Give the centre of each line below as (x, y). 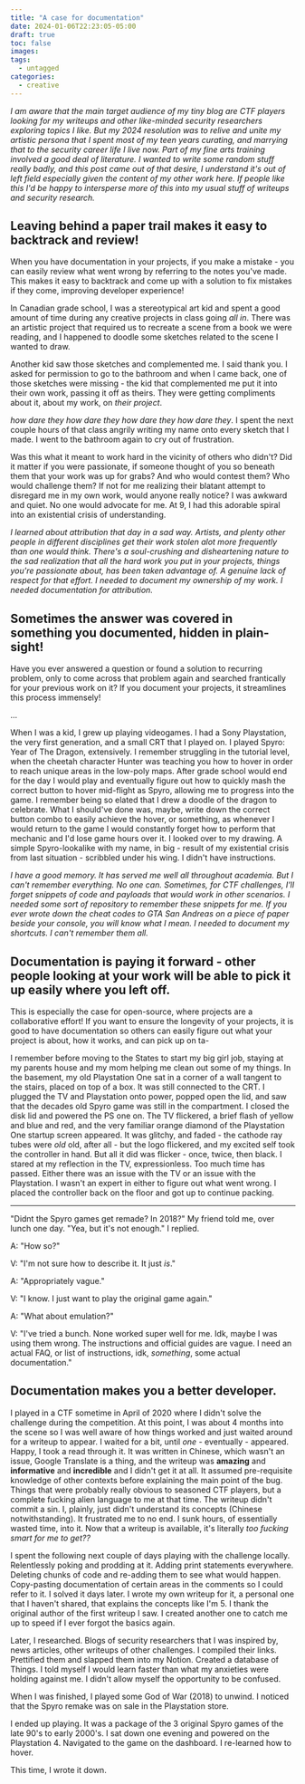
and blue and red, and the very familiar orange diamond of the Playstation (148, 1126)
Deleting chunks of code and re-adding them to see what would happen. (146, 1574)
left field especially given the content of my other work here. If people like (148, 178)
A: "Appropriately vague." (57, 1281)
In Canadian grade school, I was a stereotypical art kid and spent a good (145, 308)
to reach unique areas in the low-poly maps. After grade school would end (149, 772)
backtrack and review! (75, 240)
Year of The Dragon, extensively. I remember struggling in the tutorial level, (150, 752)
